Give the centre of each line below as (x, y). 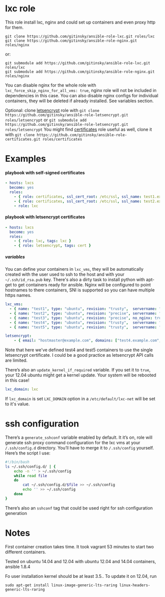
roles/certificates (62, 139)
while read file (31, 476)
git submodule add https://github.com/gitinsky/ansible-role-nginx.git (80, 72)
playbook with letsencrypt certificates (45, 217)
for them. (14, 27)
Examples (26, 159)
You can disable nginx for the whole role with (51, 85)
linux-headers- (135, 585)
